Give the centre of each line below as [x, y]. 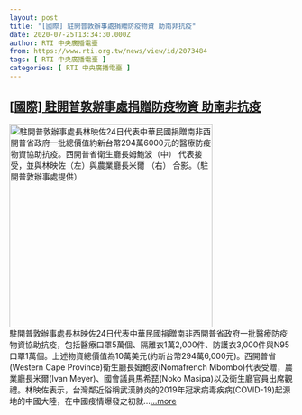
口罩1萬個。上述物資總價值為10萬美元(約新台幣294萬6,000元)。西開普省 [143, 355]
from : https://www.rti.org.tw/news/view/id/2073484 [108, 51]
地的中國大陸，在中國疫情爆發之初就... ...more [93, 401]
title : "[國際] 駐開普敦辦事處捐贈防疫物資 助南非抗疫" [103, 26]
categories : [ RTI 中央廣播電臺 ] [70, 69]
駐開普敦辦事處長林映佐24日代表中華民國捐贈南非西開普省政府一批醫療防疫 [149, 333]
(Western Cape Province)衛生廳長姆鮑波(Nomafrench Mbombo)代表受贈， [147, 367]
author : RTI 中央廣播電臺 [54, 43]
